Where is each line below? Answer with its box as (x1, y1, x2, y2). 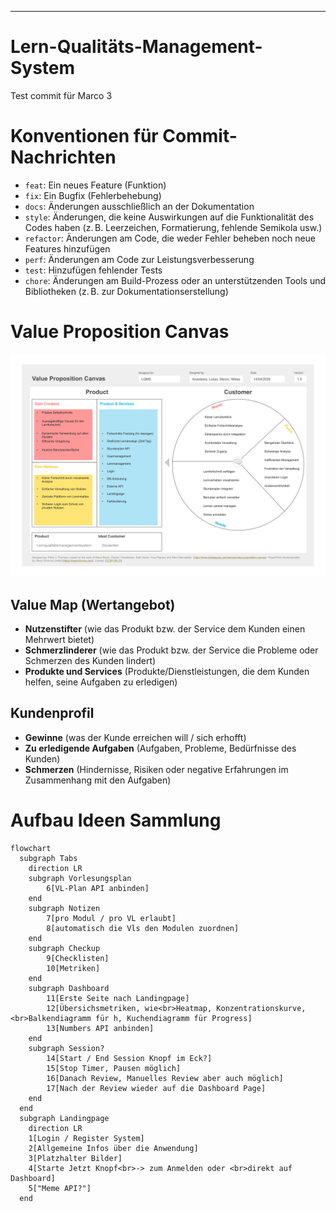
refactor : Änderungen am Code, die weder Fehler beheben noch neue (24, 232, 317, 244)
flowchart (10, 843, 52, 853)
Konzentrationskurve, (216, 1003, 307, 1013)
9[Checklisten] (46, 953, 110, 963)
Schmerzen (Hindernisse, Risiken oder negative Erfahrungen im (24, 763, 289, 775)
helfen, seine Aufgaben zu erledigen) (24, 676, 178, 688)
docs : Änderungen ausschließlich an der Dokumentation (24, 200, 255, 212)
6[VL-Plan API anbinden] (46, 883, 150, 893)
